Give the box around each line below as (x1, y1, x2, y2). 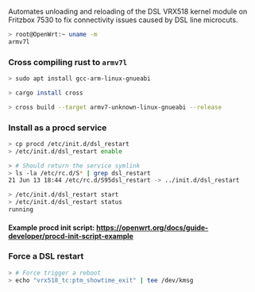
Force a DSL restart (8, 251, 84, 262)
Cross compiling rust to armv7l (8, 56, 128, 67)
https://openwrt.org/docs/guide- (96, 222, 209, 232)
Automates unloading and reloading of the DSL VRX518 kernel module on (8, 7, 248, 16)
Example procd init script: (8, 222, 95, 232)
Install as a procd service (8, 122, 107, 133)
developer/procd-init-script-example (8, 231, 133, 240)
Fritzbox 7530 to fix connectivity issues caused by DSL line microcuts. (8, 15, 238, 25)
